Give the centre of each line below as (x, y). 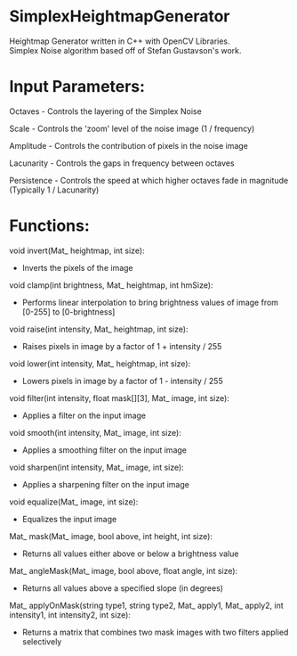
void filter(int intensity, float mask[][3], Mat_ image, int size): (119, 398)
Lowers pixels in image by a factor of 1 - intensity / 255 (123, 381)
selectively (42, 641)
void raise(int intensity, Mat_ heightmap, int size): (99, 329)
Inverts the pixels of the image (77, 267)
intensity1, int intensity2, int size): (70, 615)
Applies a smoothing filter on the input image (104, 450)
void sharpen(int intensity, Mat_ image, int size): (96, 467)
